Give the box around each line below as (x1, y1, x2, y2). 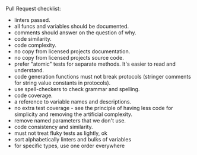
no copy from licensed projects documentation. (14, 48, 131, 55)
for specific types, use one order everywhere (14, 142, 125, 149)
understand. (14, 67, 45, 73)
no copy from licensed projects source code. (14, 54, 124, 61)
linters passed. (14, 17, 51, 23)
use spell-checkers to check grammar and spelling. (14, 86, 140, 92)
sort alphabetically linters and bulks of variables (14, 136, 132, 143)
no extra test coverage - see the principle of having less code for (14, 105, 173, 111)
